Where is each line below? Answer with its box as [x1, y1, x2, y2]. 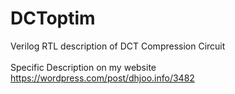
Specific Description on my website [10, 61, 157, 73]
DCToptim [10, 7, 96, 30]
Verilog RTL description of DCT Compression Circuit [10, 40, 226, 52]
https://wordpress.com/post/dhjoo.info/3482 [10, 72, 195, 84]
